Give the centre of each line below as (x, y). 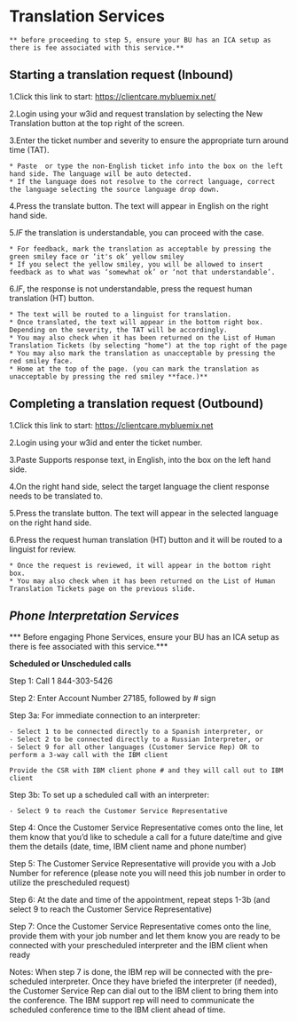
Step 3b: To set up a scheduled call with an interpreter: (109, 795)
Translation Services (87, 16)
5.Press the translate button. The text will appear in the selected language (144, 513)
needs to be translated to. (56, 496)
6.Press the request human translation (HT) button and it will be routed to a (146, 539)
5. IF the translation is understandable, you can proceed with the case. (137, 232)
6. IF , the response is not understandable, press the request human (131, 288)
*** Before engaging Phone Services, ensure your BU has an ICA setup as (144, 637)
